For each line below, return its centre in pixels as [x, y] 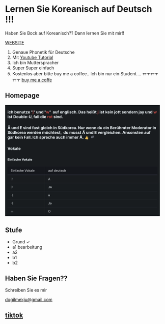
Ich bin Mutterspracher [35, 62]
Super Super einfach [33, 68]
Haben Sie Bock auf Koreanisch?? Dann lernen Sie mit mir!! [65, 33]
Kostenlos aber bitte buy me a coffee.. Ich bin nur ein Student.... [77, 74]
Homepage [22, 96]
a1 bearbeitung [27, 247]
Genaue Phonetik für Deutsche [43, 52]
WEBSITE [15, 42]
